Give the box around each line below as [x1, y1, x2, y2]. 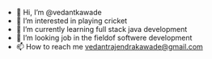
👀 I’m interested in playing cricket [15, 16, 128, 26]
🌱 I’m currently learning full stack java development [15, 25, 188, 33]
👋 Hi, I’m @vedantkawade [15, 8, 103, 17]
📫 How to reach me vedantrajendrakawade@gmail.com [15, 42, 204, 51]
